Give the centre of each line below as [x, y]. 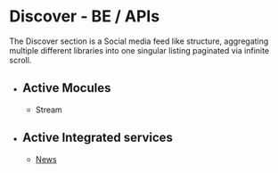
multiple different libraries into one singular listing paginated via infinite [139, 50]
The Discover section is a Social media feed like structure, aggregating [139, 41]
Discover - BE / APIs [85, 16]
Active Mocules [66, 88]
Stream [49, 110]
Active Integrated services [98, 138]
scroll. [20, 60]
